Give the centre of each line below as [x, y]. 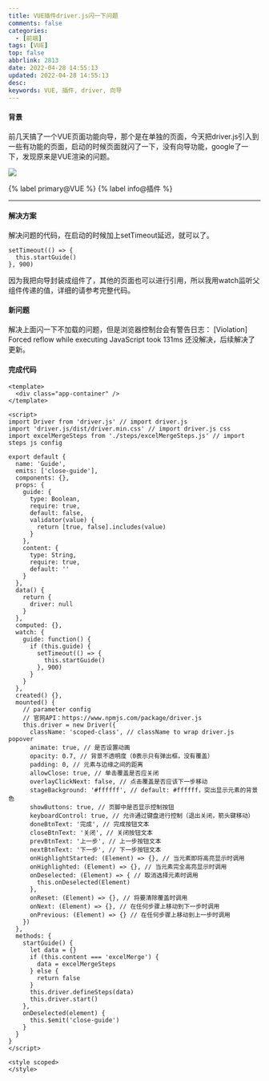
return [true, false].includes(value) [102, 527]
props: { [30, 485]
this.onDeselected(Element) [84, 883]
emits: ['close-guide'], [57, 471]
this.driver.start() [64, 999]
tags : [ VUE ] [28, 46]
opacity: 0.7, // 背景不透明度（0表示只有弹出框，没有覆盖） [121, 756]
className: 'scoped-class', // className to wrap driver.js [132, 732]
